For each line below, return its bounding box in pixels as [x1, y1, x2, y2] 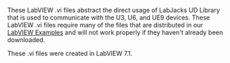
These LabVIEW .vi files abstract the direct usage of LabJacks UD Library [7, 6, 220, 14]
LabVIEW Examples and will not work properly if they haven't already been [7, 28, 224, 36]
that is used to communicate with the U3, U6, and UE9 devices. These [7, 13, 210, 22]
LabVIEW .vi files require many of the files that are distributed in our [7, 21, 203, 29]
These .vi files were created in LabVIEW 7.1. [7, 49, 132, 57]
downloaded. [7, 36, 46, 44]
